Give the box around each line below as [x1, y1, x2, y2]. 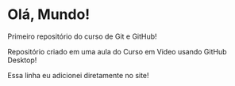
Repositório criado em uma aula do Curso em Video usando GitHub [7, 47, 227, 56]
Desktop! [7, 55, 37, 65]
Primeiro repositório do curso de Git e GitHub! [7, 32, 157, 41]
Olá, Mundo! [7, 6, 91, 24]
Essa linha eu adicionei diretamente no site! [7, 70, 149, 80]
